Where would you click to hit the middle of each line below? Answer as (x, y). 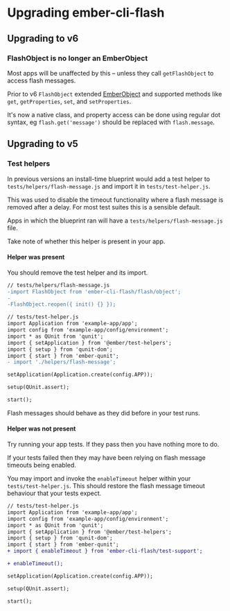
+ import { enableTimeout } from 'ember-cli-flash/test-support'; (105, 551)
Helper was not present (42, 429)
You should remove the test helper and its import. (78, 273)
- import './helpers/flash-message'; (62, 362)
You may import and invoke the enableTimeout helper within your (99, 479)
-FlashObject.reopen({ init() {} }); (62, 304)
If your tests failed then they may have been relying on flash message (106, 458)
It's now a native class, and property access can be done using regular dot (114, 114)
